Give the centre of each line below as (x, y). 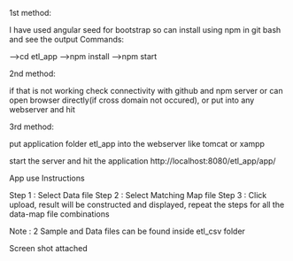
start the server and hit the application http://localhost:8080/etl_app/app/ (143, 161)
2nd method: (32, 73)
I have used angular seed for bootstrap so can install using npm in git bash (145, 30)
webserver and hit (42, 109)
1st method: (30, 13)
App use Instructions (47, 178)
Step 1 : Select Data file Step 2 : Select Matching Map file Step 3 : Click (138, 195)
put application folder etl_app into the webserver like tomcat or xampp (137, 144)
